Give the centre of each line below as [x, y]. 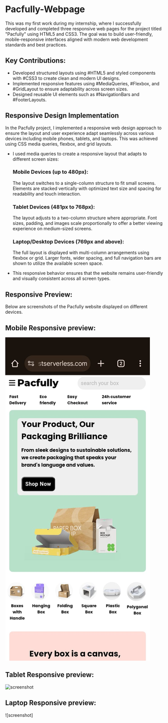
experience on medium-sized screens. [52, 229]
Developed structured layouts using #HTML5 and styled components [84, 73]
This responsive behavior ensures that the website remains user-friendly [88, 273]
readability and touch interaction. [47, 194]
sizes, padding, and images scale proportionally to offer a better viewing [88, 223]
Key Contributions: [35, 61]
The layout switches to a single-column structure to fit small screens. [84, 183]
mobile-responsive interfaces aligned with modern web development [77, 39]
